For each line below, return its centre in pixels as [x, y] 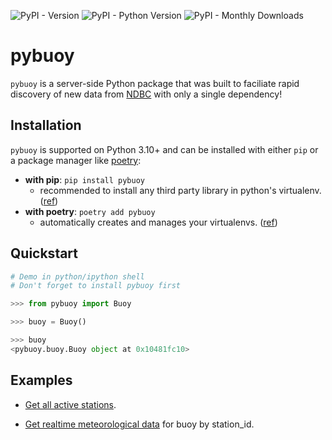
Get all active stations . [70, 404]
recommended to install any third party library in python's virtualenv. [180, 190]
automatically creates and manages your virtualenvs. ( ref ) [158, 222]
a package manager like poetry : [76, 160]
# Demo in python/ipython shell [77, 276]
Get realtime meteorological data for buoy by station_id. [139, 424]
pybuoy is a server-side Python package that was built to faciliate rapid [155, 83]
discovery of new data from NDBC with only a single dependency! [146, 94]
